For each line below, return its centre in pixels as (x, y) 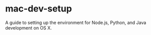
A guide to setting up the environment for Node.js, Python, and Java (76, 22)
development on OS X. (28, 27)
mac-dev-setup (39, 9)
